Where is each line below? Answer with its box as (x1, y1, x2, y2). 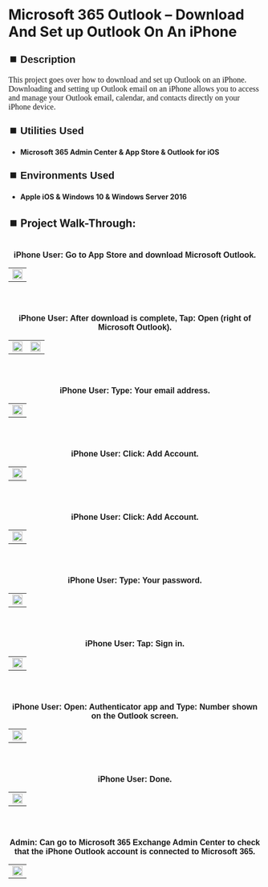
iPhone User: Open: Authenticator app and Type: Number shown (11, 702, 258, 712)
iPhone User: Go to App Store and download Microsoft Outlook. (13, 251, 257, 260)
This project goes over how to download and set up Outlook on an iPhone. (8, 75, 247, 85)
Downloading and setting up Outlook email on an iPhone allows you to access (8, 84, 259, 94)
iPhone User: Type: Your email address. (59, 386, 210, 395)
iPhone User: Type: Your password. (67, 576, 202, 585)
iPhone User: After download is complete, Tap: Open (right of (18, 313, 251, 323)
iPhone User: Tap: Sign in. (85, 639, 185, 648)
